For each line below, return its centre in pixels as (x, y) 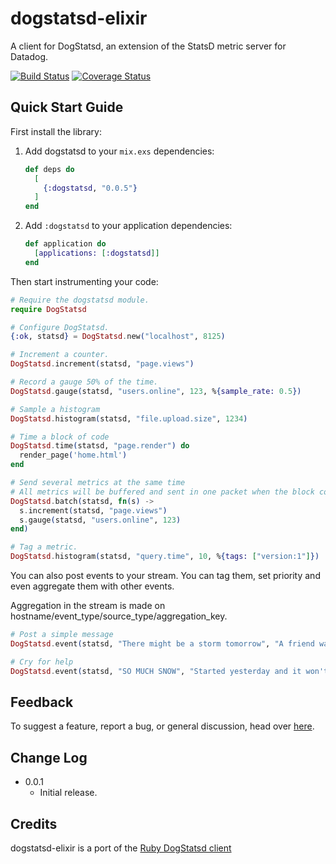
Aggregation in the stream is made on (88, 605)
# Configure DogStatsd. (60, 327)
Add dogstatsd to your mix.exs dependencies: (119, 151)
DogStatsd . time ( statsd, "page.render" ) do (100, 446)
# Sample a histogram (55, 409)
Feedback (42, 702)
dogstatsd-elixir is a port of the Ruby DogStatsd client (121, 848)
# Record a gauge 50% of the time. (84, 382)
